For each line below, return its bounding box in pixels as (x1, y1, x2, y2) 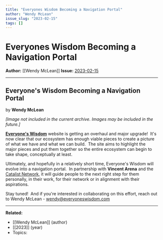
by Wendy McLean (5, 107, 44, 112)
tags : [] (5, 20, 23, 26)
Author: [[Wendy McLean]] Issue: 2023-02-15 (5, 68, 99, 74)
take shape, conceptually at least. (5, 151, 73, 157)
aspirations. (5, 181, 29, 187)
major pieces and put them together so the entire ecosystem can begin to (5, 146, 152, 152)
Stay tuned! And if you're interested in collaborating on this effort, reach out (5, 191, 158, 196)
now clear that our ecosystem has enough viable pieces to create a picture (5, 136, 155, 142)
